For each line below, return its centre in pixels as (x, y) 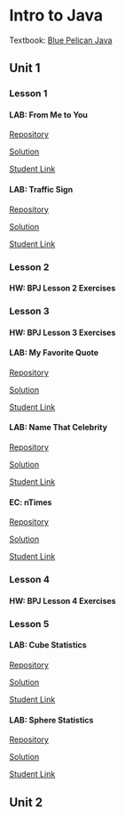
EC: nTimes (31, 502)
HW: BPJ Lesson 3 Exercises (62, 332)
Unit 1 (25, 68)
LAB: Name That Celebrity (59, 428)
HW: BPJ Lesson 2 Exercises (62, 288)
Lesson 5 (29, 624)
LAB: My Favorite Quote (54, 353)
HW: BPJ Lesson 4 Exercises (63, 600)
